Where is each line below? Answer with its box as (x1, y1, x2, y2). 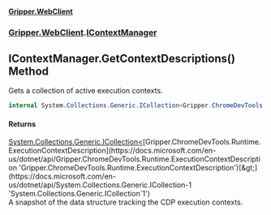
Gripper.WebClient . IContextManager (8, 27, 157, 38)
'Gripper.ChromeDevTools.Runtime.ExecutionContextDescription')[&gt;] (19, 163, 258, 173)
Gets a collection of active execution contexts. (8, 86, 164, 96)
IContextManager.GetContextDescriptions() (8, 51, 235, 65)
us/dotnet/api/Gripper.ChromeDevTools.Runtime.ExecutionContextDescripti (8, 154, 261, 164)
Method (8, 64, 49, 78)
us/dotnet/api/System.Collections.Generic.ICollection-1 (8, 180, 192, 190)
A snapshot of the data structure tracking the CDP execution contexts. (8, 197, 243, 207)
